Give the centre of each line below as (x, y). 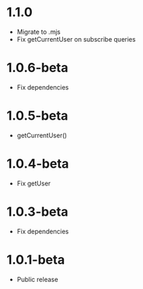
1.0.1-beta (36, 260)
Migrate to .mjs (38, 32)
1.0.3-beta (37, 211)
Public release (37, 279)
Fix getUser (33, 183)
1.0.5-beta (37, 116)
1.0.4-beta (38, 164)
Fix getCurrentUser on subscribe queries (76, 39)
